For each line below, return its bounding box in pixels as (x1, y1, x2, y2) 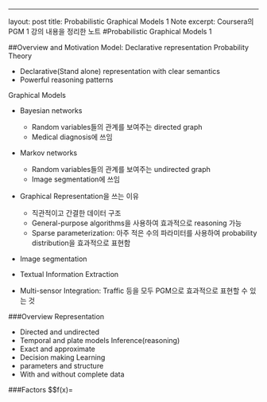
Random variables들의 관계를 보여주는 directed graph (31, 123, 203, 131)
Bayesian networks (19, 106, 83, 115)
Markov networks (19, 148, 78, 158)
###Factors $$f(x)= (8, 385, 74, 394)
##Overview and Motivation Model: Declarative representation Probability (8, 43, 249, 52)
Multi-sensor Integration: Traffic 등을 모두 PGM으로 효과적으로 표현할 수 (19, 286, 248, 295)
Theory (8, 51, 33, 60)
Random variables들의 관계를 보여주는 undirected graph (31, 165, 211, 174)
